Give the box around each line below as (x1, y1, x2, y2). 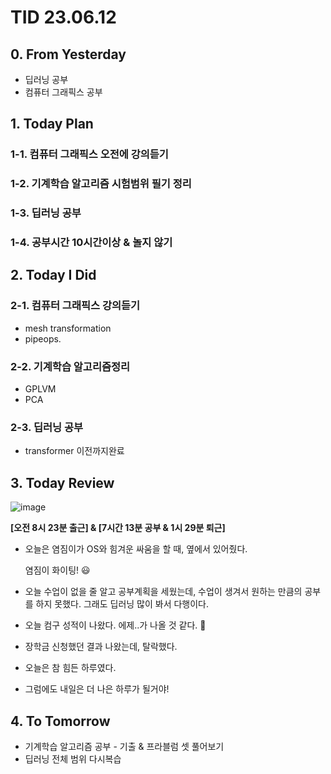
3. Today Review (10, 474, 115, 491)
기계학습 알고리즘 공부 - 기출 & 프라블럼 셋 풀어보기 (24, 740, 225, 752)
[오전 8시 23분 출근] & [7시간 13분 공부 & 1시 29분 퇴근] (10, 522, 226, 534)
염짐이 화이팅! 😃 (24, 564, 91, 576)
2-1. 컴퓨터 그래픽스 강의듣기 (10, 299, 141, 313)
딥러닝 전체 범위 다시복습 (24, 752, 122, 765)
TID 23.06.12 (10, 6, 117, 29)
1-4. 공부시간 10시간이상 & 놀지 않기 (10, 236, 173, 250)
